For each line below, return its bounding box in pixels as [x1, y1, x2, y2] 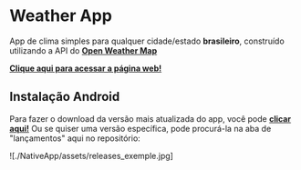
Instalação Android [9, 89, 120, 105]
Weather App [9, 5, 112, 26]
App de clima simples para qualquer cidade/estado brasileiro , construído [9, 35, 285, 46]
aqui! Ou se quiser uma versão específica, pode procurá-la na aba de [9, 123, 272, 134]
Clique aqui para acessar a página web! [9, 63, 162, 74]
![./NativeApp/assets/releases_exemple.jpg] [9, 150, 173, 161]
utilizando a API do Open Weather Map [9, 45, 158, 55]
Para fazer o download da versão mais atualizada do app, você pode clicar [9, 113, 292, 124]
